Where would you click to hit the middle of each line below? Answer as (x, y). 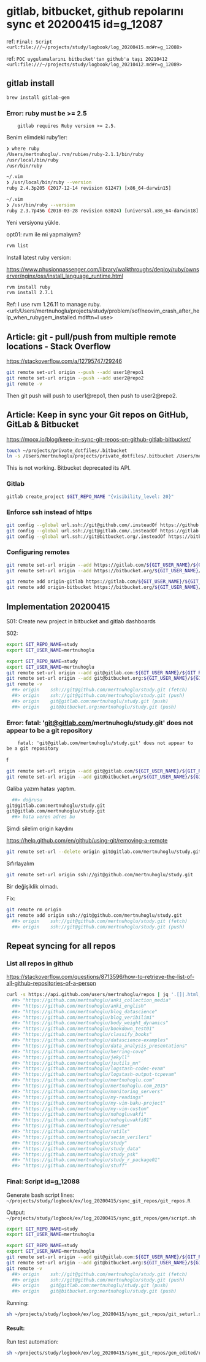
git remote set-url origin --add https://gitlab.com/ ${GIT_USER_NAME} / (100, 565)
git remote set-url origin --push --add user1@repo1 (75, 373)
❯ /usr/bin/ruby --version (41, 205)
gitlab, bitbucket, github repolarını (95, 11)
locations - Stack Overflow (59, 346)
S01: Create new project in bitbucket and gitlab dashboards (81, 621)
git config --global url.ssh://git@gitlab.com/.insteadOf (82, 531)
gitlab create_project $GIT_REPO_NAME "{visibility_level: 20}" (90, 496)
